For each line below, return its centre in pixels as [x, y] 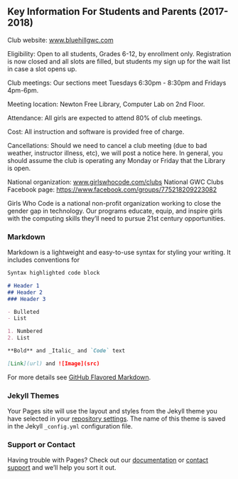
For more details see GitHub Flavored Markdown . [79, 377]
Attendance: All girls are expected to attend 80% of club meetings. [105, 117]
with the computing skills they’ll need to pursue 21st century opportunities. [117, 218]
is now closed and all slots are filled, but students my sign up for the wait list [119, 61]
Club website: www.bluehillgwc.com [60, 40]
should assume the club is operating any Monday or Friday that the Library [117, 160]
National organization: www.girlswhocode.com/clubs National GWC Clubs [115, 181]
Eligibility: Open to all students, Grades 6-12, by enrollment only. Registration [119, 53]
